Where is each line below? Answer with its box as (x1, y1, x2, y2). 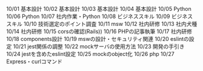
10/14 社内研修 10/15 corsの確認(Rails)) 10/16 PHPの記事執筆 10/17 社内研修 (6, 28, 193, 35)
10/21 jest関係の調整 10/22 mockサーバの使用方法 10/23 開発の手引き (13, 43, 185, 50)
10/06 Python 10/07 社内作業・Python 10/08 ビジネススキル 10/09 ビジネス (6, 13, 193, 20)
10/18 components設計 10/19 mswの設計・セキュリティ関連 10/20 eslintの (6, 35, 190, 42)
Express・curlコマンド (6, 58, 62, 65)
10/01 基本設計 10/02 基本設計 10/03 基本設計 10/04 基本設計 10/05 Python (6, 5, 192, 12)
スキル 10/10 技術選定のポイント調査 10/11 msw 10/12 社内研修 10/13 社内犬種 (6, 20, 198, 27)
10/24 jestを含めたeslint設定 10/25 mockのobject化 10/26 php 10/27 (6, 51, 175, 57)
